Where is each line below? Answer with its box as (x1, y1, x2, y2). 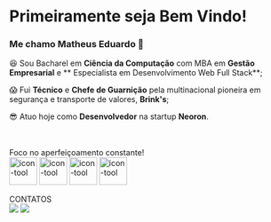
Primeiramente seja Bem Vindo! (9, 6, 247, 27)
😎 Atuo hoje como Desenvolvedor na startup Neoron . (9, 111, 209, 122)
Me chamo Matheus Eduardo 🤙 (9, 38, 145, 51)
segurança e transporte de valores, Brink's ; (9, 94, 170, 105)
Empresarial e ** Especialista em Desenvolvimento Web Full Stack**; (9, 67, 264, 78)
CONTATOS (9, 194, 52, 205)
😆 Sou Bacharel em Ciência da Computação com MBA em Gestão (9, 58, 255, 68)
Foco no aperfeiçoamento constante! (9, 147, 145, 158)
